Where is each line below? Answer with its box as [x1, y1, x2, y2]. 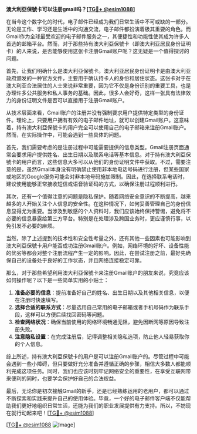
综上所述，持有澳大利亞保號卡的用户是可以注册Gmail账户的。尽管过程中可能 [6, 353, 189, 360]
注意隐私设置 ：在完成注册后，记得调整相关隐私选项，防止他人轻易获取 [14, 333, 185, 340]
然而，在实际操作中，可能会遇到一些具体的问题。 [6, 132, 124, 138]
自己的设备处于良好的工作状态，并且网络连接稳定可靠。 [11, 257, 145, 264]
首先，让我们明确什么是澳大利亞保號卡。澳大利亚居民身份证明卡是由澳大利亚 [6, 68, 191, 74]
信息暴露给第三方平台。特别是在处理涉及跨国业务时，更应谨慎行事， [21, 215, 186, 222]
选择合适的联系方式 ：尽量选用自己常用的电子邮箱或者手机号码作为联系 [14, 304, 185, 311]
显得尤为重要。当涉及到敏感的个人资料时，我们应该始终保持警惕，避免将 [11, 208, 186, 214]
